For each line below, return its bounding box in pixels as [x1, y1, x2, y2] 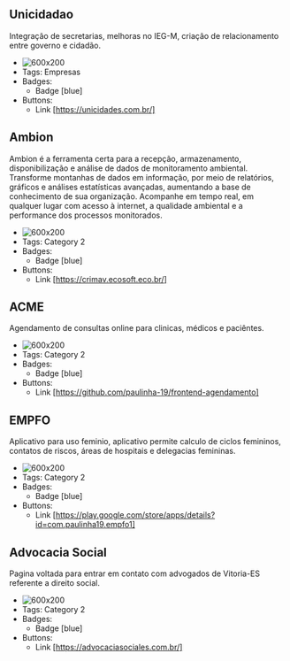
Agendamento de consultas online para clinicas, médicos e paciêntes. [9, 323, 264, 334]
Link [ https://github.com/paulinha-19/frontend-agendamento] [34, 387, 259, 397]
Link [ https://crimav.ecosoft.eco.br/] [34, 273, 168, 284]
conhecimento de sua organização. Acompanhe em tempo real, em [9, 190, 255, 202]
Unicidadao [9, 7, 73, 22]
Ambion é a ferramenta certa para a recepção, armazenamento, [9, 153, 241, 164]
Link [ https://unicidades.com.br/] [34, 104, 156, 114]
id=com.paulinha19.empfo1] [34, 519, 135, 530]
